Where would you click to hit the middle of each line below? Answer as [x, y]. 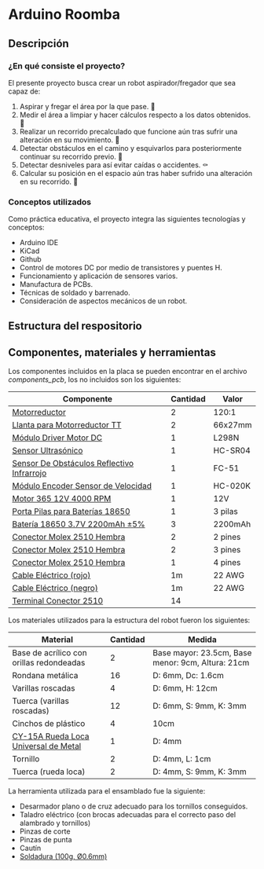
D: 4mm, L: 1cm [182, 759]
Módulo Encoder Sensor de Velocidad [82, 486]
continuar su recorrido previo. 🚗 [71, 156]
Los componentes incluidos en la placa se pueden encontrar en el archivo [128, 372]
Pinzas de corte [45, 831]
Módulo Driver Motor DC [57, 438]
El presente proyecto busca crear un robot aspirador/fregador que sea [122, 82]
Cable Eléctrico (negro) [55, 588]
